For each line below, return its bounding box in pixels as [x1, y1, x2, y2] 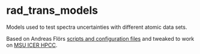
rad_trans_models [6, 4, 98, 17]
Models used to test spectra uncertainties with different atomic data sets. [6, 23, 187, 31]
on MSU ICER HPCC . [6, 41, 58, 49]
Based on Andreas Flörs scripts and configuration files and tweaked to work [6, 35, 195, 42]
